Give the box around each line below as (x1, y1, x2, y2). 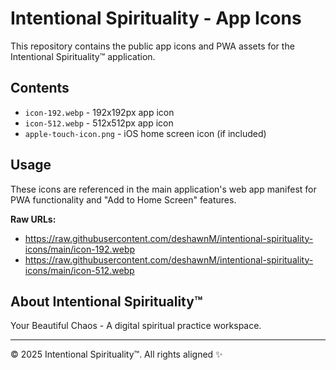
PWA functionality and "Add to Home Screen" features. (10, 193, 237, 206)
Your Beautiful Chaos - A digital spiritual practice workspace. (10, 320, 262, 332)
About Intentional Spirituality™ (10, 293, 203, 310)
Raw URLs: (10, 213, 57, 225)
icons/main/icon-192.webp (24, 243, 136, 255)
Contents (10, 80, 70, 97)
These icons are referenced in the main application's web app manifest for (10, 183, 317, 195)
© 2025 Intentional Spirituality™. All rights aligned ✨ (10, 348, 223, 361)
